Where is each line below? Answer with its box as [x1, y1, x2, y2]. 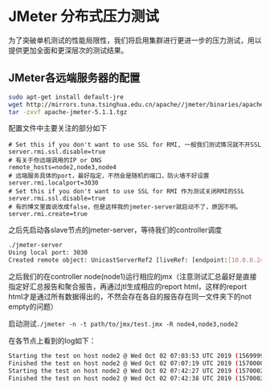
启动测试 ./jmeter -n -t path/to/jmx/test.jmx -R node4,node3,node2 [8, 319, 239, 328]
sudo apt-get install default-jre [8, 93, 125, 101]
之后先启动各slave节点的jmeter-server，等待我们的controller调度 [8, 225, 223, 235]
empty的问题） [8, 302, 58, 311]
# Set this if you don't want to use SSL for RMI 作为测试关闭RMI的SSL [8, 188, 245, 196]
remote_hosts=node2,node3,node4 [8, 164, 117, 172]
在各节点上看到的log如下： [8, 336, 96, 345]
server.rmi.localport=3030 [8, 179, 99, 187]
